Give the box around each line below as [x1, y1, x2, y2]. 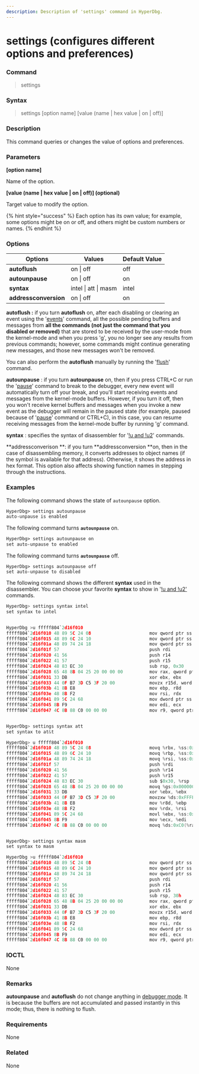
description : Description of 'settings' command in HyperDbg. [6, 8, 163, 15]
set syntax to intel [6, 608, 57, 614]
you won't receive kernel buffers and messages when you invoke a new [6, 401, 181, 409]
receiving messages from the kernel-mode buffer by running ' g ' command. [6, 420, 189, 428]
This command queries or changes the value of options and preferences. [6, 138, 185, 145]
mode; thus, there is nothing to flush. [6, 1005, 96, 1012]
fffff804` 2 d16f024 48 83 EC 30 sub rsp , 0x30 [6, 663, 184, 669]
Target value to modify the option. [6, 201, 89, 208]
